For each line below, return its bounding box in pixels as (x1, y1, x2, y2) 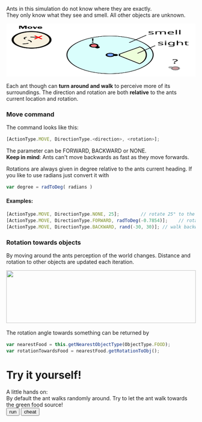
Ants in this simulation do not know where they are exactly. (6, 5, 152, 12)
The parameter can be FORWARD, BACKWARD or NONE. (6, 147, 147, 154)
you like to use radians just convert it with (6, 172, 109, 179)
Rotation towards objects (6, 238, 81, 247)
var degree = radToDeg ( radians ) (6, 184, 93, 191)
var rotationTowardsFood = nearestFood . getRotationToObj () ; (6, 348, 161, 354)
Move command (6, 110, 55, 118)
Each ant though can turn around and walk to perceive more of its (6, 83, 171, 89)
